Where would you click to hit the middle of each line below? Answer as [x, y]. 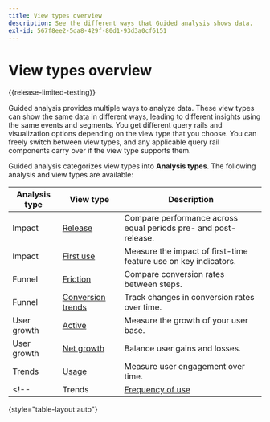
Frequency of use [157, 390]
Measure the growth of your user [186, 320]
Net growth [84, 348]
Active [74, 326]
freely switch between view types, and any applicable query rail [114, 142]
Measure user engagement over [184, 367]
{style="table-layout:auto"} [53, 409]
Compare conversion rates [174, 274]
